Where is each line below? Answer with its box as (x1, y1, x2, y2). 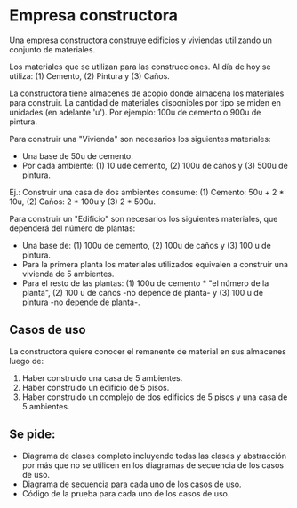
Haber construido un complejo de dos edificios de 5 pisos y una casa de (21, 392, 288, 402)
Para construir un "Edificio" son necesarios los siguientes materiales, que (9, 213, 278, 224)
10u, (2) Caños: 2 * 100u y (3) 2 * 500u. (9, 196, 156, 207)
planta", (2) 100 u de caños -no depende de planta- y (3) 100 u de (21, 287, 264, 298)
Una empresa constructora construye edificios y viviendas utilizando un (9, 35, 273, 45)
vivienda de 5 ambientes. (21, 268, 115, 279)
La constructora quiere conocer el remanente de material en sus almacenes (9, 345, 286, 356)
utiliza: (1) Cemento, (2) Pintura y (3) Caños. (9, 70, 171, 81)
